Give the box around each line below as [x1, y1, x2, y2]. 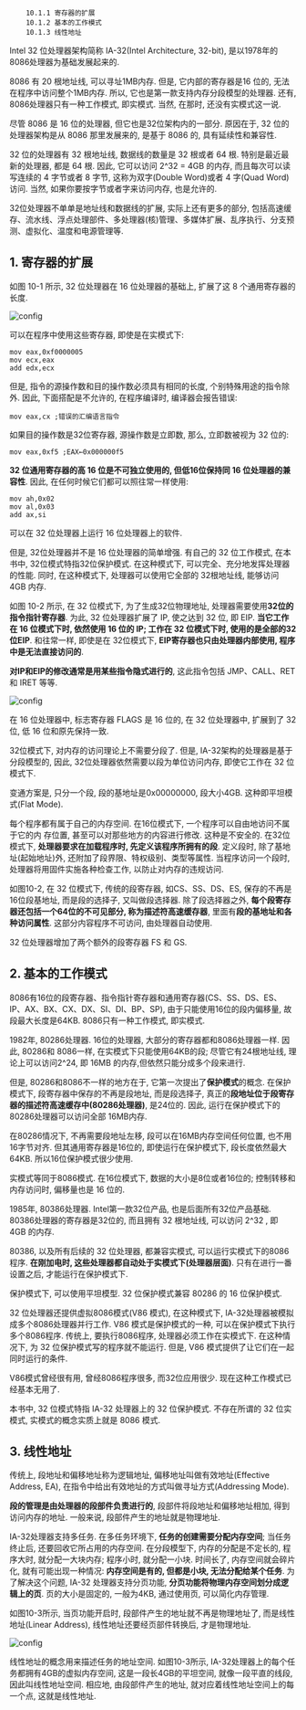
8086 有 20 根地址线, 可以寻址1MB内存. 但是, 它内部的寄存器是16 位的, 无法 [9, 76, 290, 87]
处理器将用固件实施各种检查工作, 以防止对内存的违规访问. [9, 863, 225, 874]
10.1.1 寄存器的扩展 [25, 8, 96, 17]
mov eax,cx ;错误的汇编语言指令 [9, 412, 120, 421]
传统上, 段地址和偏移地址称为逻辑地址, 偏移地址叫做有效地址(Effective [9, 1470, 270, 1481]
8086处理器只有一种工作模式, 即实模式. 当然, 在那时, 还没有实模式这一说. [9, 99, 281, 110]
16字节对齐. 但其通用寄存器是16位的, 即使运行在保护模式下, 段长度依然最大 [9, 1141, 287, 1153]
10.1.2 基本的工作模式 [25, 18, 102, 27]
